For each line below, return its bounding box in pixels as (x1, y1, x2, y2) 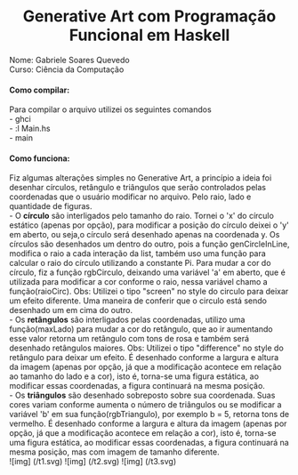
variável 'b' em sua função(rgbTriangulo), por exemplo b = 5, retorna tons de (9, 409, 290, 420)
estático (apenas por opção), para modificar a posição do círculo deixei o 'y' (9, 220, 289, 230)
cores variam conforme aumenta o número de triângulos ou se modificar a (9, 399, 282, 410)
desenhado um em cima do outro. (9, 305, 133, 316)
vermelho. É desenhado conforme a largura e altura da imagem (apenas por (9, 418, 287, 429)
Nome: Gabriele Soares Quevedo (9, 54, 131, 65)
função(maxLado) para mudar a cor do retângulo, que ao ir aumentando (9, 324, 273, 334)
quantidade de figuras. (9, 201, 93, 212)
